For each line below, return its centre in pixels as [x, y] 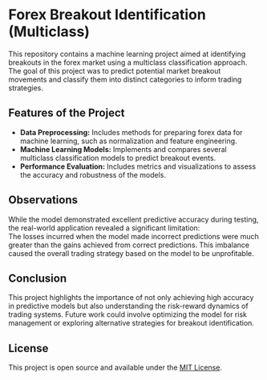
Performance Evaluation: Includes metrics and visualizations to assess [138, 166]
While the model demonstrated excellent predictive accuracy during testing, [133, 219]
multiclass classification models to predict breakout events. [118, 158]
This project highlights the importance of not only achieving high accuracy [131, 298]
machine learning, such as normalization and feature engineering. [129, 141]
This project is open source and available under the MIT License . [115, 368]
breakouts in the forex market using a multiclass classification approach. [128, 62]
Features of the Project [67, 113]
